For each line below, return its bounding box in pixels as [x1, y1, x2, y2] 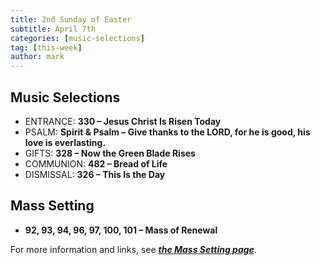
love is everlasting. [24, 136, 107, 148]
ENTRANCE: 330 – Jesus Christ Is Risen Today [24, 115, 222, 127]
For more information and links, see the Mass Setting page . [10, 243, 257, 255]
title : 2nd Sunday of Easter [10, 14, 132, 25]
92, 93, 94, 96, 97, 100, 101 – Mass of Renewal [24, 224, 218, 236]
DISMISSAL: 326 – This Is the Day [24, 168, 166, 180]
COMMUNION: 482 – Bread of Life [24, 157, 168, 170]
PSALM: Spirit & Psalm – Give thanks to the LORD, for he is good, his [24, 126, 311, 138]
